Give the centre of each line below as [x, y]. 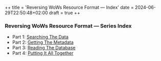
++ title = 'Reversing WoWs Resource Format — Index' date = [69, 7]
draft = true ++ [64, 13]
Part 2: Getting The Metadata [43, 42]
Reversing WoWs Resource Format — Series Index [68, 26]
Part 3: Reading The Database [44, 48]
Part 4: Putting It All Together [43, 53]
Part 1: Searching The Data [40, 37]
